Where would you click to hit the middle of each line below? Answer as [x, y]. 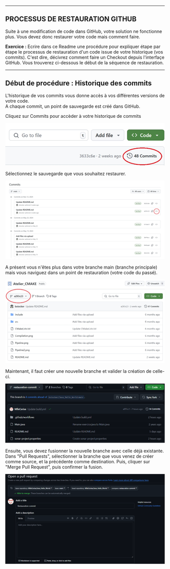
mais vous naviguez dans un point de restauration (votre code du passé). [81, 273]
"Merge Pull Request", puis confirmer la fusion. [54, 467]
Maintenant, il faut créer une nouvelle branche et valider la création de [78, 371]
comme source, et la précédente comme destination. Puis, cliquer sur [78, 461]
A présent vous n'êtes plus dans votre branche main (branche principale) [81, 267]
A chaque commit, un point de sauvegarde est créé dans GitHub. [73, 106]
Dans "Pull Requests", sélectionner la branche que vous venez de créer [79, 456]
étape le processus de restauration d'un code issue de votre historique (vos [84, 52]
